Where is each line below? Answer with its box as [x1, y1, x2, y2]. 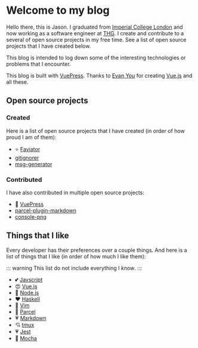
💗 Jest [14, 328, 31, 335]
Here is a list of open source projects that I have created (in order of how [6, 127, 185, 135]
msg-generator [14, 160, 52, 167]
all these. [6, 78, 29, 86]
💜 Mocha [14, 334, 38, 341]
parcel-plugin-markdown [14, 207, 76, 214]
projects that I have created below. [6, 42, 91, 50]
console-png [14, 213, 47, 220]
